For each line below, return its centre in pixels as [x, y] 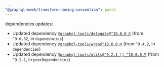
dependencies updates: [29, 24]
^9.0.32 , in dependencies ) [38, 38]
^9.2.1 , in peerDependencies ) [41, 59]
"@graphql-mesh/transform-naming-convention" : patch [61, 10]
